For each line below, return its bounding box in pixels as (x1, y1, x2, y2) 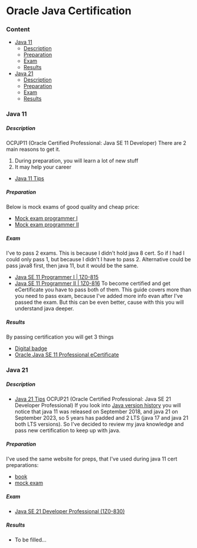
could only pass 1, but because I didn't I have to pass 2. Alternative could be (6, 256, 191, 263)
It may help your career (14, 164, 72, 171)
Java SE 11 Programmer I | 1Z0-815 (14, 274, 99, 281)
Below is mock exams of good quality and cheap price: (6, 203, 140, 210)
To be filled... (14, 536, 47, 543)
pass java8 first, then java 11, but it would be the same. (6, 262, 139, 270)
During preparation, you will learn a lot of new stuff (14, 157, 139, 164)
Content (6, 25, 31, 34)
